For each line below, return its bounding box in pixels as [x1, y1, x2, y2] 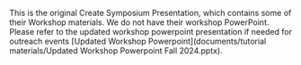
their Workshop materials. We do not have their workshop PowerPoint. [9, 17, 270, 28]
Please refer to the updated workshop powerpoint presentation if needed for [9, 27, 292, 37]
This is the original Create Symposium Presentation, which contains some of [9, 8, 292, 18]
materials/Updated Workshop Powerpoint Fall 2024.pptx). [9, 45, 223, 56]
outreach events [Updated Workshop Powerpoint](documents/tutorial [9, 36, 267, 46]
